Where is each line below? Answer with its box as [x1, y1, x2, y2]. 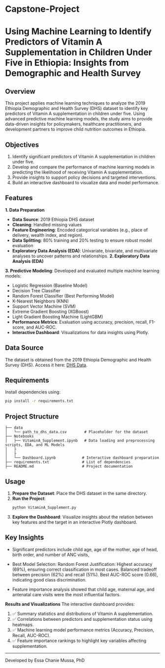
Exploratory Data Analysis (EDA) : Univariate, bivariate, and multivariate [12, 248, 158, 253]
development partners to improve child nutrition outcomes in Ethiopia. [5, 126, 146, 132]
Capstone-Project [5, 3, 80, 15]
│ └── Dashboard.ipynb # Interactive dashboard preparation [5, 455, 160, 460]
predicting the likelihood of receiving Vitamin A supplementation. [12, 169, 143, 175]
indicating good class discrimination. [12, 577, 87, 583]
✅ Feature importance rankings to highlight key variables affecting [12, 638, 146, 643]
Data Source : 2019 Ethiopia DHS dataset [12, 216, 95, 222]
